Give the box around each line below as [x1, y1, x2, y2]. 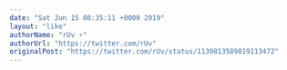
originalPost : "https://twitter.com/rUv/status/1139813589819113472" [9, 47, 280, 56]
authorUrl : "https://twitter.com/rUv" [9, 38, 157, 48]
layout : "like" [9, 22, 67, 31]
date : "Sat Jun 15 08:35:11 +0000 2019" [9, 13, 166, 23]
